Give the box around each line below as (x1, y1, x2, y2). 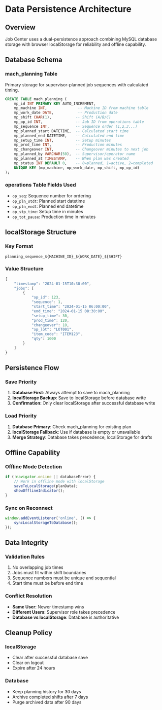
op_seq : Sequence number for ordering (12, 192, 91, 198)
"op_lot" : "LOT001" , (31, 327, 74, 332)
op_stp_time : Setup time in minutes (12, 208, 84, 214)
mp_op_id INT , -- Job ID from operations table (14, 119, 144, 124)
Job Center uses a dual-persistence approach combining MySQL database (5, 36, 157, 42)
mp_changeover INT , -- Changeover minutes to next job (14, 147, 149, 152)
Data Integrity (5, 539, 48, 547)
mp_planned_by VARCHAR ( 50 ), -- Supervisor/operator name (14, 151, 135, 156)
